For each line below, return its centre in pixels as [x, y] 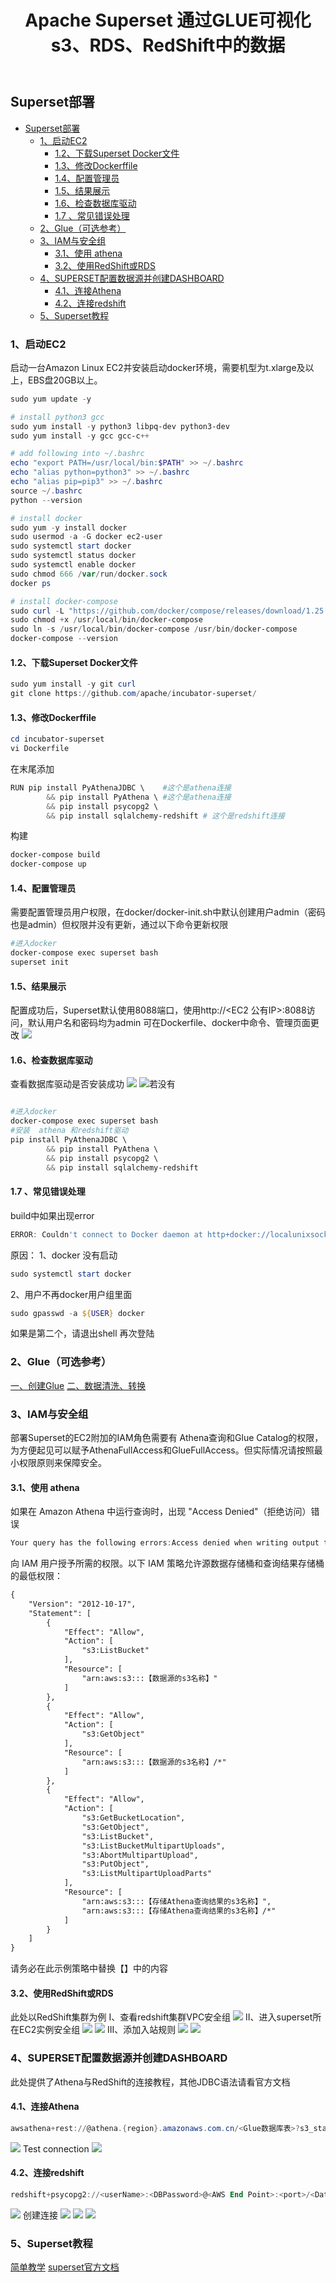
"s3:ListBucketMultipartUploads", [153, 1846]
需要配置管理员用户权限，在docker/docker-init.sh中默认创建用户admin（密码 [168, 912]
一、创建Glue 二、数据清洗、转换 [78, 1385]
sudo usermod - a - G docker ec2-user [86, 537]
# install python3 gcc [57, 417]
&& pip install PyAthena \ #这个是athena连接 [139, 797]
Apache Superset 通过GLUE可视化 [168, 20]
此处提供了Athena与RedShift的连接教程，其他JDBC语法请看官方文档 [150, 2082]
